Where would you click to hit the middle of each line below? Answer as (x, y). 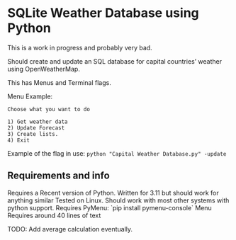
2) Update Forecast (36, 128)
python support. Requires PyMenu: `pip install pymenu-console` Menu (110, 207)
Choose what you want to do (49, 109)
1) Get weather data (38, 122)
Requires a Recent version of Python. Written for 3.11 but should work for (113, 193)
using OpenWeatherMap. (44, 69)
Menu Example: (30, 96)
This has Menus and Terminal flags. (59, 82)
